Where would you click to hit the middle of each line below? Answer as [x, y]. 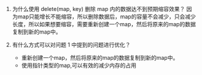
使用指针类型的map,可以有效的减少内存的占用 [79, 65]
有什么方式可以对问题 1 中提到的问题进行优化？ [71, 45]
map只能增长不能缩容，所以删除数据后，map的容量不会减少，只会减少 [107, 16]
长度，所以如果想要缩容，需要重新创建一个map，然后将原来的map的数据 [104, 24]
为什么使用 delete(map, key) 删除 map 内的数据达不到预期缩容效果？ [99, 9]
